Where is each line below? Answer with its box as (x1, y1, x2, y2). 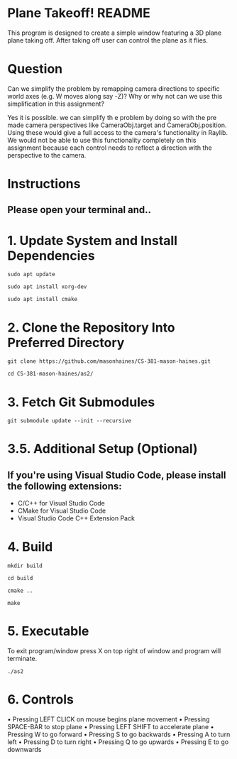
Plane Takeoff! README (7, 5, 150, 21)
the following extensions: (7, 480, 122, 492)
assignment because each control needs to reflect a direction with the (7, 143, 212, 152)
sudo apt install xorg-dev (7, 283, 87, 290)
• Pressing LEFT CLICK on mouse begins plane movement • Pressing (7, 715, 210, 723)
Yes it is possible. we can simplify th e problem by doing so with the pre (7, 113, 217, 121)
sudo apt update (7, 271, 55, 278)
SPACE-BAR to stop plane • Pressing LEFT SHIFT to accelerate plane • (7, 723, 214, 731)
